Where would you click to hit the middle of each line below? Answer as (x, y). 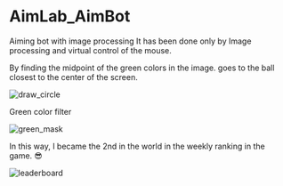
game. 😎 (26, 155)
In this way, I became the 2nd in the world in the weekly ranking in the (137, 146)
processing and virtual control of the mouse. (90, 50)
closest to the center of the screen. (73, 77)
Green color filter (40, 111)
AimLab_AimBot (70, 16)
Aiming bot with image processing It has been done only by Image (130, 41)
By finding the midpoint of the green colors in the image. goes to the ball (142, 68)
